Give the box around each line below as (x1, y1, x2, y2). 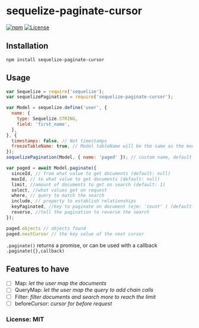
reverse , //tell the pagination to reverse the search (11, 209, 150, 215)
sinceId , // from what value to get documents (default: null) (11, 170, 171, 176)
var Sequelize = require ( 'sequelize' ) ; (6, 88, 105, 94)
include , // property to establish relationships (11, 198, 136, 204)
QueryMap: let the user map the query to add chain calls (14, 286, 154, 294)
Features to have (6, 264, 69, 274)
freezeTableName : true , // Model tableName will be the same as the (11, 144, 184, 149)
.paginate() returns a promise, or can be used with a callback (6, 241, 158, 249)
